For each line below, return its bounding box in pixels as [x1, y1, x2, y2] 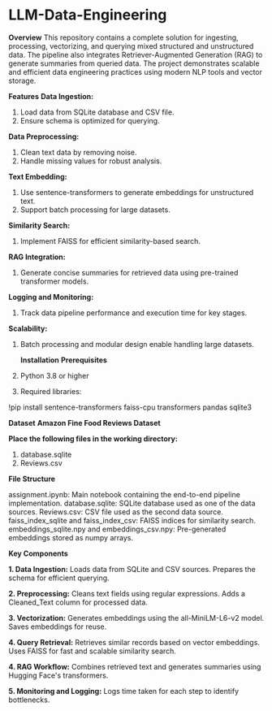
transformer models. [19, 276, 89, 286]
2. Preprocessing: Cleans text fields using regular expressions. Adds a [8, 588, 246, 598]
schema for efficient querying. [8, 573, 110, 583]
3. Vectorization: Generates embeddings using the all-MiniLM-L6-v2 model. [8, 613, 265, 622]
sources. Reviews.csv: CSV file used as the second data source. [8, 506, 223, 517]
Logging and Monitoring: [8, 292, 94, 301]
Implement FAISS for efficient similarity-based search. [19, 236, 201, 245]
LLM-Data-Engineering [8, 6, 167, 24]
